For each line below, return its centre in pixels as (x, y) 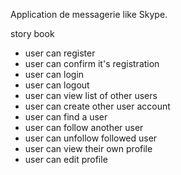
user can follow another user (84, 127)
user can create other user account (97, 106)
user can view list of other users (91, 95)
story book (32, 33)
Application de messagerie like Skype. (89, 14)
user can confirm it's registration (92, 63)
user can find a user (66, 117)
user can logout (57, 85)
